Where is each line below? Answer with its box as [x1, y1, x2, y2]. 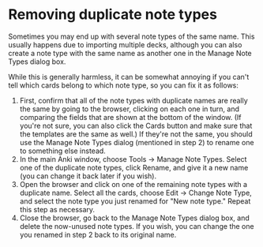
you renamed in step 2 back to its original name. [19, 230, 177, 239]
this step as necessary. [19, 204, 96, 214]
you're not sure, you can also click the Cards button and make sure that [19, 121, 253, 130]
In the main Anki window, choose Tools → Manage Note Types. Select [19, 154, 247, 163]
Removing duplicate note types [8, 6, 217, 24]
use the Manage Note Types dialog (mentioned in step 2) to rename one [19, 137, 254, 147]
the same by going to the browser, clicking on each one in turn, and [19, 104, 239, 114]
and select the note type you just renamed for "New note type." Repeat [19, 196, 251, 206]
